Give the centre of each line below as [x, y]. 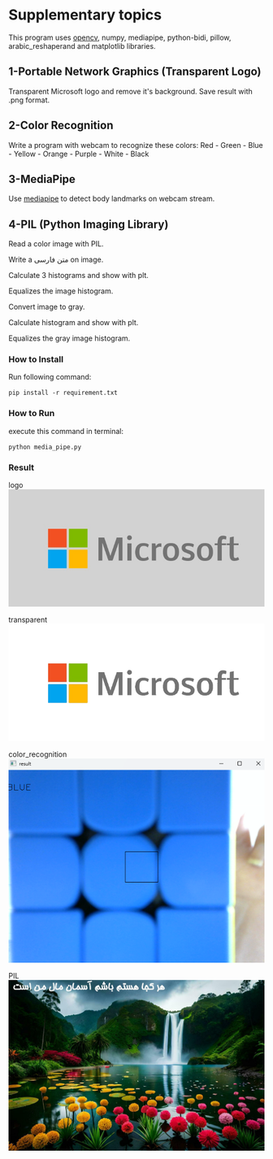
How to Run [32, 414]
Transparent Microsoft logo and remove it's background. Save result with [131, 91]
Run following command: [50, 377]
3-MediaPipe [42, 179]
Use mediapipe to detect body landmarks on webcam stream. [112, 199]
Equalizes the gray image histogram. [69, 338]
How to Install [36, 359]
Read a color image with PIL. [56, 244]
